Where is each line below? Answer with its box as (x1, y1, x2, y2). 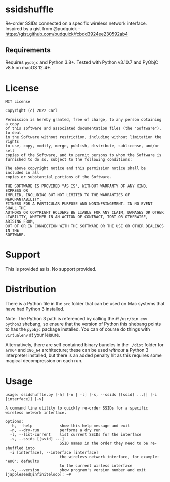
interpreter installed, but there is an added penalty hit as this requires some (5, 352, 162, 358)
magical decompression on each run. (5, 357, 83, 363)
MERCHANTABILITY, (5, 197, 42, 202)
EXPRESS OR (5, 188, 28, 193)
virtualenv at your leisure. (5, 331, 61, 338)
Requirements (5, 46, 51, 54)
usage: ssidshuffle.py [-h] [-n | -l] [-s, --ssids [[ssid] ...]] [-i (5, 392, 157, 397)
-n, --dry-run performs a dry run (10, 427, 101, 433)
